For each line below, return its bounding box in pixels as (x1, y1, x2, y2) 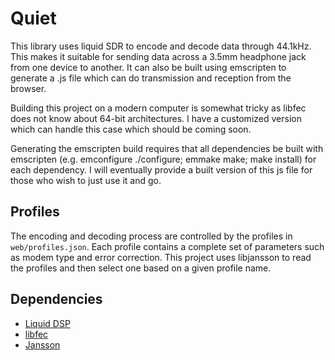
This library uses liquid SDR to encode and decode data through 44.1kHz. (10, 40, 312, 52)
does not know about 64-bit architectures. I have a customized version (10, 112, 302, 124)
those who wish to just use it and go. (10, 174, 162, 186)
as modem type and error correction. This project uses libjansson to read (10, 251, 312, 263)
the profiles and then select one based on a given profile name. (10, 262, 272, 274)
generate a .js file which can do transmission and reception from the (10, 72, 292, 84)
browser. (10, 82, 47, 94)
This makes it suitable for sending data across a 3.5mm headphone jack (10, 50, 307, 62)
